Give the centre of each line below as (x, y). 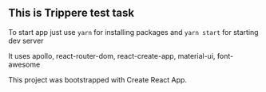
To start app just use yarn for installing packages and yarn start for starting (133, 32)
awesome (24, 64)
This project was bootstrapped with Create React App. (98, 79)
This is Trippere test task (71, 13)
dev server (26, 40)
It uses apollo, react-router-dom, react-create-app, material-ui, (112, 56)
